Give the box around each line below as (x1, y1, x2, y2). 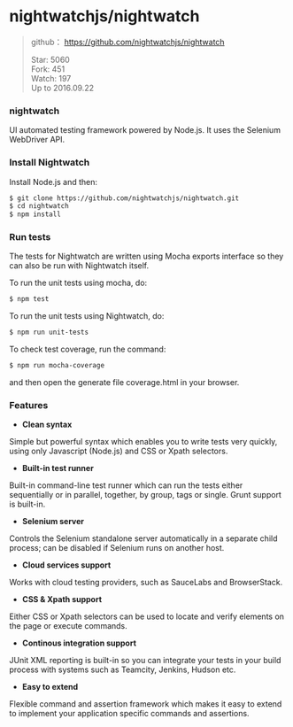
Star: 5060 (30, 54, 71, 65)
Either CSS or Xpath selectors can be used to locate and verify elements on (9, 611, 285, 622)
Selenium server (21, 516, 85, 527)
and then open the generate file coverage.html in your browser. (9, 377, 240, 388)
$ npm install (9, 210, 62, 219)
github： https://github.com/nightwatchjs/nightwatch (30, 36, 225, 47)
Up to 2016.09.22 (30, 82, 95, 93)
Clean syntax (21, 419, 73, 430)
